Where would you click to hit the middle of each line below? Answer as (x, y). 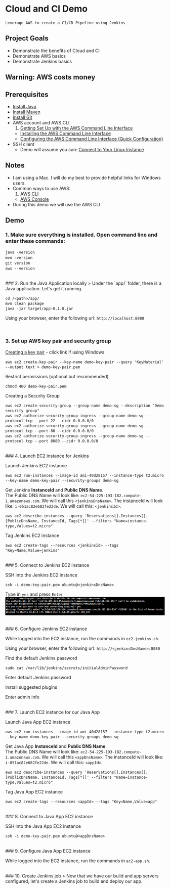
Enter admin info (22, 697)
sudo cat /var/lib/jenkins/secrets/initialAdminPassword (67, 668)
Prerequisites (27, 94)
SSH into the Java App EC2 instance (43, 826)
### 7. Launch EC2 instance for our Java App (53, 712)
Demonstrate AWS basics (39, 56)
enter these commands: (35, 241)
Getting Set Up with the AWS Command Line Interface (76, 128)
